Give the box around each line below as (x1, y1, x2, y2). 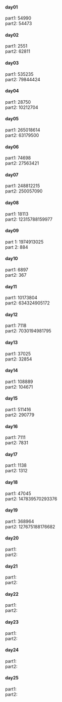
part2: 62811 (5, 48, 31, 55)
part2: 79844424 (5, 76, 41, 82)
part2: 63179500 (5, 132, 39, 138)
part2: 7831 (5, 440, 28, 446)
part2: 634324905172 (5, 300, 50, 306)
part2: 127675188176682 (5, 523, 56, 530)
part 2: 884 (5, 244, 28, 250)
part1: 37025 (5, 350, 31, 357)
